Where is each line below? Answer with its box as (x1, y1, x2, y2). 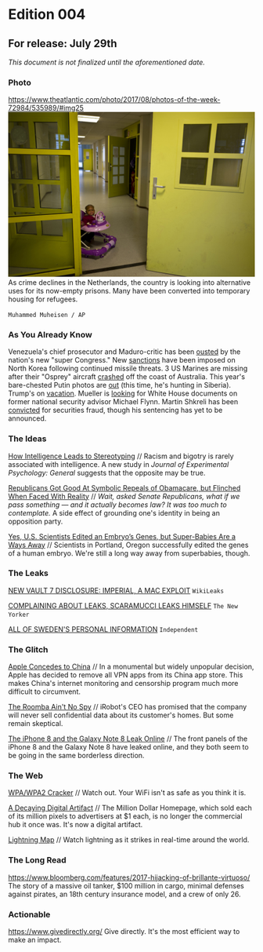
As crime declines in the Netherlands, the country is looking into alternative (8, 277, 251, 287)
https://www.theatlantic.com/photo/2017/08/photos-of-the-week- (8, 95, 221, 104)
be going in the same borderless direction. (8, 751, 145, 761)
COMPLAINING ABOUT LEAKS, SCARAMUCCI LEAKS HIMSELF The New (8, 600, 239, 610)
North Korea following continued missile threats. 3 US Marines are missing (8, 363, 248, 374)
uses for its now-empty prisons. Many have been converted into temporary (8, 286, 250, 295)
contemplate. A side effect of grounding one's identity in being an (8, 508, 221, 517)
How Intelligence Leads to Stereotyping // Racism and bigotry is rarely (8, 451, 234, 461)
